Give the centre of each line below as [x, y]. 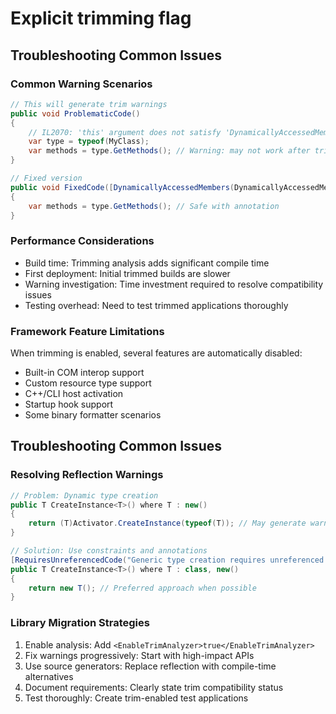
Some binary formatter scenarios [93, 414]
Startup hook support [69, 404]
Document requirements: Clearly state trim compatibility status [154, 687]
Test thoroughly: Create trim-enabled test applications [136, 698]
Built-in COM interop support [84, 372]
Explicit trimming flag [101, 18]
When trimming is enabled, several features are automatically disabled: [156, 353]
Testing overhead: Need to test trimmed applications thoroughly [156, 305]
